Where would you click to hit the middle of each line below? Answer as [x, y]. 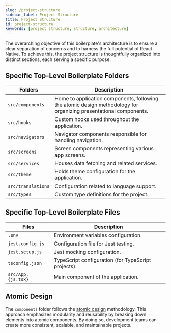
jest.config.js [26, 244]
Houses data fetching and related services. [106, 163]
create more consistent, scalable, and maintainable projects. [68, 325]
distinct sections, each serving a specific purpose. [58, 59]
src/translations [29, 186]
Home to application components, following [106, 98]
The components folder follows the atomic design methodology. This [76, 309]
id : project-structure [29, 24]
